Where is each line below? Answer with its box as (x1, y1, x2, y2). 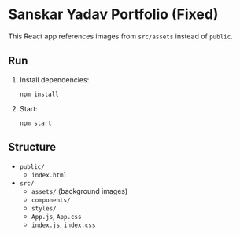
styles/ (31, 204, 57, 213)
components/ (31, 196, 71, 204)
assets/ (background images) (31, 186, 128, 195)
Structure (8, 140, 57, 154)
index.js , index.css (31, 220, 96, 229)
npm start (19, 119, 53, 127)
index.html (31, 171, 68, 179)
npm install (19, 90, 59, 98)
